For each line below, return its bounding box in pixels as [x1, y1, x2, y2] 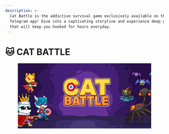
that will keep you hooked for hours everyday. [10, 24, 112, 29]
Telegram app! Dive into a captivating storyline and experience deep [10, 19, 161, 24]
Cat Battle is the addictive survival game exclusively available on [10, 13, 158, 19]
